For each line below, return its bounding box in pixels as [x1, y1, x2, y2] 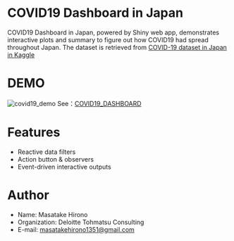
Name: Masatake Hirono [17, 210, 88, 219]
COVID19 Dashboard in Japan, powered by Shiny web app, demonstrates [7, 28, 220, 37]
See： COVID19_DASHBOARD [57, 99, 142, 108]
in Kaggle [7, 51, 35, 59]
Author [7, 188, 49, 203]
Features [7, 124, 61, 141]
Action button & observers [17, 155, 94, 163]
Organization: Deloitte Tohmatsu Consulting [17, 218, 144, 226]
